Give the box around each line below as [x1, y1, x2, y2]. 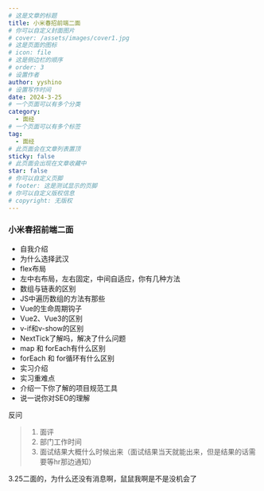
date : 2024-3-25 [8, 93, 62, 101]
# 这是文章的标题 [8, 11, 57, 20]
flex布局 [19, 263, 46, 273]
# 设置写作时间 [8, 85, 52, 94]
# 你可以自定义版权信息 [8, 189, 76, 197]
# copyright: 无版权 [8, 197, 73, 205]
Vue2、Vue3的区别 [19, 314, 83, 323]
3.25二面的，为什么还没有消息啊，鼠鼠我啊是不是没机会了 [8, 473, 197, 483]
